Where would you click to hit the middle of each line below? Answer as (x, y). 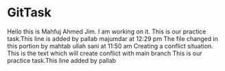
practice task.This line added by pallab (62, 60)
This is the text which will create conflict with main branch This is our (105, 53)
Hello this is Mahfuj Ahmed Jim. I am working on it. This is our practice (107, 31)
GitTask (29, 13)
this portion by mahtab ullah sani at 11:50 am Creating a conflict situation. (110, 46)
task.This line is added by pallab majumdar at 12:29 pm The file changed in (113, 38)
